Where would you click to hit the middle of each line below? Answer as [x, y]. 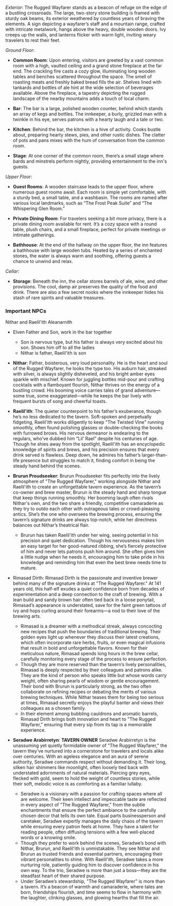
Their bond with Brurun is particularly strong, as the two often [86, 686]
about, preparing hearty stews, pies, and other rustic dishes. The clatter [89, 135]
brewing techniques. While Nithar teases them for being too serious [92, 698]
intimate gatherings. [34, 235]
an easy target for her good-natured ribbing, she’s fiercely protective [93, 546]
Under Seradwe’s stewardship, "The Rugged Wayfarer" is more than [93, 881]
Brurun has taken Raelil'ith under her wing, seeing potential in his [89, 535]
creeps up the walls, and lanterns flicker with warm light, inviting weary [81, 35]
